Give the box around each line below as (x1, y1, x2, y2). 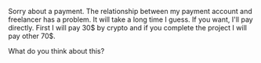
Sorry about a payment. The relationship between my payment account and (8, 7, 252, 16)
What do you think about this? (8, 47, 105, 55)
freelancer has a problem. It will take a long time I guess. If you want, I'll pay (8, 15, 253, 24)
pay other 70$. (8, 31, 56, 40)
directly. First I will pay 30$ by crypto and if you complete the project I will (8, 23, 247, 32)
